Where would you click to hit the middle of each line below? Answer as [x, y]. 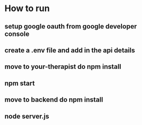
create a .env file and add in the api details [70, 50]
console [17, 34]
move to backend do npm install [54, 100]
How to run [27, 8]
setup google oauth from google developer [71, 26]
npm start [20, 83]
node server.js [27, 116]
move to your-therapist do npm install [63, 67]
